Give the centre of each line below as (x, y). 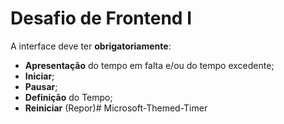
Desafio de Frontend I (101, 18)
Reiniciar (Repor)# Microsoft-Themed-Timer (116, 108)
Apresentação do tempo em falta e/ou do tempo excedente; (149, 65)
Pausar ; (41, 86)
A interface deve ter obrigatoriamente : (91, 46)
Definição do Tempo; (68, 97)
